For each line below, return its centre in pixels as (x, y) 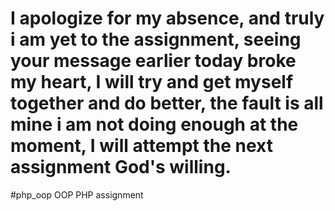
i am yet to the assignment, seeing (156, 39)
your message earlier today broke (153, 61)
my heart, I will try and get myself (152, 82)
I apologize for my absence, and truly (167, 18)
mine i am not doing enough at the (154, 124)
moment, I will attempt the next (141, 146)
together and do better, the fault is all (167, 103)
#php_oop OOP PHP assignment (77, 194)
